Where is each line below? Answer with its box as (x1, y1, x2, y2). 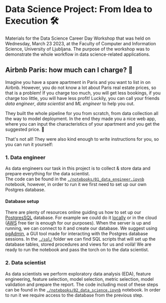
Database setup (5, 198, 39, 204)
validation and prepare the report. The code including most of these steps (5, 281, 158, 287)
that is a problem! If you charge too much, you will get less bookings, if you (5, 89, 161, 96)
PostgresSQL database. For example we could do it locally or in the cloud (5, 215, 157, 221)
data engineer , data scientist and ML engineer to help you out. (5, 100, 135, 107)
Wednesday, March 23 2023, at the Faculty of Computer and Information (5, 40, 156, 46)
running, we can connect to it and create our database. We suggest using (5, 225, 157, 232)
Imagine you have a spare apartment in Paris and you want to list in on (5, 79, 151, 85)
